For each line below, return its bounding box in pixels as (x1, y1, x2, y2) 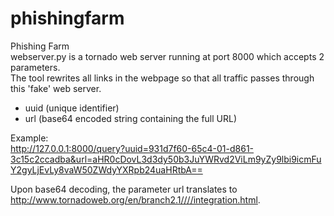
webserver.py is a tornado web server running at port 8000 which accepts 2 (10, 50, 325, 62)
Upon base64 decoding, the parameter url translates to (10, 183, 238, 195)
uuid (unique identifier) (24, 102, 120, 114)
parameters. (10, 61, 61, 73)
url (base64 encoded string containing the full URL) (24, 112, 238, 124)
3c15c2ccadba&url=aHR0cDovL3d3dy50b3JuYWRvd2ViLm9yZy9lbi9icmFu (10, 153, 322, 165)
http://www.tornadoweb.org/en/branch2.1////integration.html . (10, 193, 261, 206)
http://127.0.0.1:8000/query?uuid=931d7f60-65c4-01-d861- (10, 142, 255, 154)
